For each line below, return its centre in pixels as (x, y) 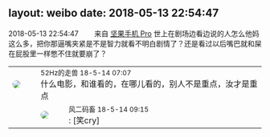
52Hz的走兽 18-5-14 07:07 (86, 73)
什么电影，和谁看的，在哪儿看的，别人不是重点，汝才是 (145, 83)
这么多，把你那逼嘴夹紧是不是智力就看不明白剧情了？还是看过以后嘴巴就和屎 (135, 43)
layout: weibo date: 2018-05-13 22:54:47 (114, 13)
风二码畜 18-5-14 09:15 (109, 109)
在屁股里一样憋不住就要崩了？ (57, 53)
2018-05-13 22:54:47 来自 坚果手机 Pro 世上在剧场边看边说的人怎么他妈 (134, 33)
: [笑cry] (84, 120)
